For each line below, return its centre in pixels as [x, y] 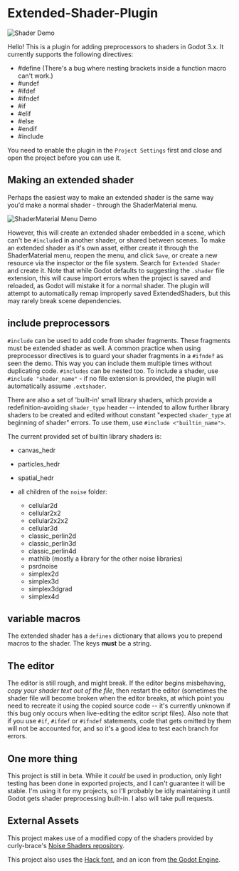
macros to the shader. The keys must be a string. [79, 643]
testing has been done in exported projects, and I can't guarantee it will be [116, 783]
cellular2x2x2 [48, 520]
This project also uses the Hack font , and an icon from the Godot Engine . [114, 859]
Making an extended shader [71, 180]
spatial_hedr [36, 478]
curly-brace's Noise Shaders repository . [66, 845]
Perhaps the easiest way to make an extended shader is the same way [111, 197]
